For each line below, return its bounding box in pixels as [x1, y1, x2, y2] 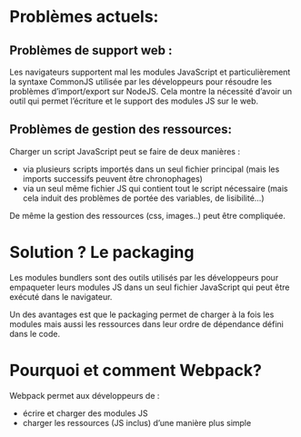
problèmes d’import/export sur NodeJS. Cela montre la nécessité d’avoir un [9, 86, 293, 96]
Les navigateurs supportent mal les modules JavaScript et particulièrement [9, 66, 291, 77]
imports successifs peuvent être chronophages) [22, 173, 203, 184]
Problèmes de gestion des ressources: [9, 122, 233, 137]
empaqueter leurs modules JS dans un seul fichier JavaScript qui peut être [9, 282, 290, 293]
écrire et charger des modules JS [22, 407, 148, 419]
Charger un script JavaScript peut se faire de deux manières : [9, 145, 241, 156]
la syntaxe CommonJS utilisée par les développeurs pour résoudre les [9, 76, 273, 87]
